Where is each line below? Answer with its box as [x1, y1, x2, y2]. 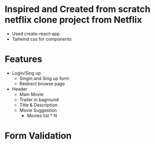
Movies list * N [26, 112, 57, 118]
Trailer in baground [19, 96, 59, 102]
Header [11, 86, 28, 92]
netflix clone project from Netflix [4, 14, 142, 25]
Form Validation [4, 130, 72, 141]
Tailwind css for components [11, 36, 72, 42]
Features [4, 53, 42, 65]
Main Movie [19, 91, 43, 97]
